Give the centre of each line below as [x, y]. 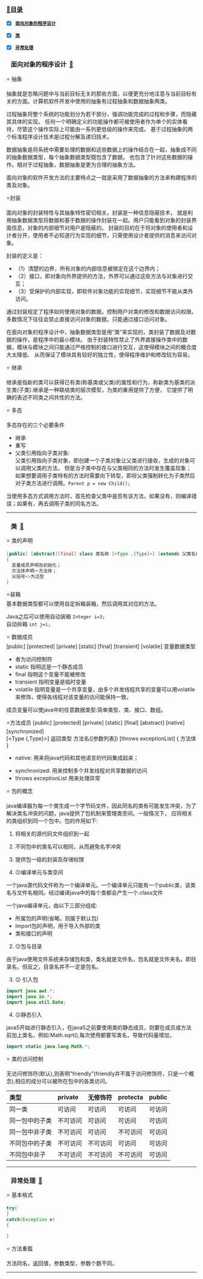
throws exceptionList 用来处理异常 [58, 779]
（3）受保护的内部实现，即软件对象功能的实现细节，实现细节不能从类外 [104, 291]
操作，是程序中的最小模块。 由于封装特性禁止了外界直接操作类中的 [99, 339]
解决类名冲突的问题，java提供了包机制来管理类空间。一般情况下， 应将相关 [99, 814]
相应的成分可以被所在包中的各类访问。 [63, 1081]
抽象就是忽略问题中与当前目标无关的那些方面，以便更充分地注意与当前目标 [99, 93]
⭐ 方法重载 [20, 1248]
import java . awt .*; [31, 991]
